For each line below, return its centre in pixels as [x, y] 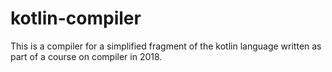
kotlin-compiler [76, 18]
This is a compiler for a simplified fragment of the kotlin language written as [166, 46]
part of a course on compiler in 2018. [86, 56]
